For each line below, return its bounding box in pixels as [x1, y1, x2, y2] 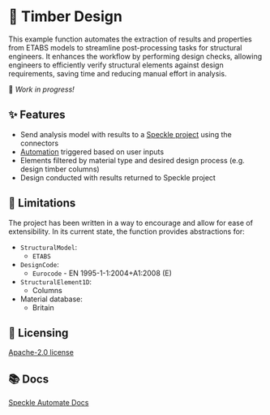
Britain [32, 302, 54, 312]
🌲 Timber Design [8, 7, 123, 26]
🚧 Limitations [8, 197, 76, 210]
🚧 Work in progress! [8, 84, 75, 94]
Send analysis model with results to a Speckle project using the [19, 129, 233, 139]
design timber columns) [19, 164, 100, 174]
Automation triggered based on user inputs [19, 146, 165, 157]
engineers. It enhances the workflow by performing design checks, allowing [8, 51, 263, 61]
